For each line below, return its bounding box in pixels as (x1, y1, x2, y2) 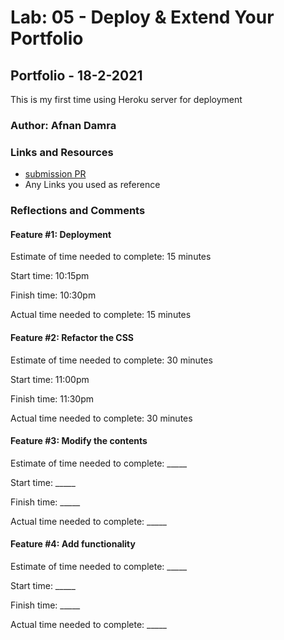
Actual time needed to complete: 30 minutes (10, 412, 193, 424)
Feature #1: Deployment (10, 228, 112, 240)
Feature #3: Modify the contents (10, 435, 148, 447)
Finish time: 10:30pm (10, 289, 97, 301)
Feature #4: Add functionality (10, 538, 136, 550)
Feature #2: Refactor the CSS (10, 331, 135, 343)
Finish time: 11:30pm (10, 392, 95, 405)
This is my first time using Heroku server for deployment (10, 94, 243, 105)
